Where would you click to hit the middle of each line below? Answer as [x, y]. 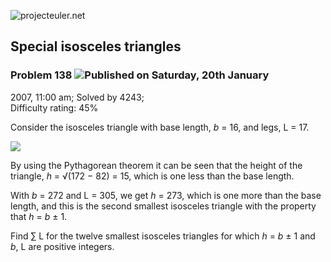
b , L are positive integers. [62, 246]
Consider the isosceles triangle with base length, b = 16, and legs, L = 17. [160, 127]
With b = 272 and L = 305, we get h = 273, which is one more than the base [166, 195]
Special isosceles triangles [96, 46]
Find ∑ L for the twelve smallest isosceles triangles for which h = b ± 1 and [163, 236]
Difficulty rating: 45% [54, 107]
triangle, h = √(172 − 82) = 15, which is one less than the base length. [152, 176]
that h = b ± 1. [39, 216]
